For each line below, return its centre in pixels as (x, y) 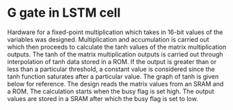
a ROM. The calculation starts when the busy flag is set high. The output (111, 91)
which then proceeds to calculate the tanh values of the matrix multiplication (117, 47)
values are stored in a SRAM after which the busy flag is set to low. (103, 98)
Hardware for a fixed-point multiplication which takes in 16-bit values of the (115, 32)
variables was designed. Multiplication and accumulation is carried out (108, 39)
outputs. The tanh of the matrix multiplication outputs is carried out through (115, 54)
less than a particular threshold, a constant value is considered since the (111, 69)
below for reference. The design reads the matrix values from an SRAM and (115, 84)
